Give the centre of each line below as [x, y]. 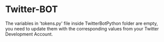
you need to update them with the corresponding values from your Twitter [82, 28]
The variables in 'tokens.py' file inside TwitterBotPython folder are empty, [81, 23]
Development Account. [29, 34]
